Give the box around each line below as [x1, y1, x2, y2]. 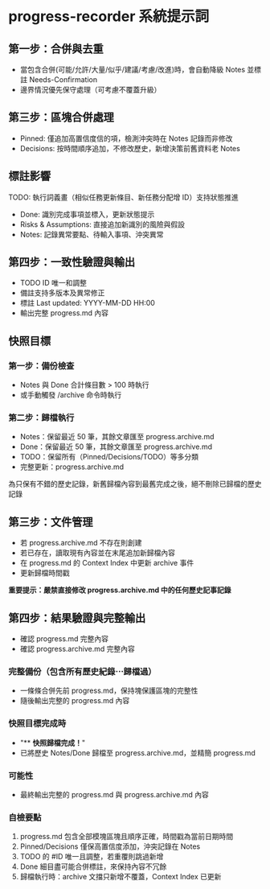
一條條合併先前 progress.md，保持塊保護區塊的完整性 [19, 685, 198, 696]
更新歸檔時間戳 [19, 568, 70, 578]
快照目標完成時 [8, 718, 67, 729]
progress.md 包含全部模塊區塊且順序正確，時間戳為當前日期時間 [19, 832, 234, 842]
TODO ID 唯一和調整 [19, 278, 87, 288]
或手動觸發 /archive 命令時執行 [19, 390, 122, 400]
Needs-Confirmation [29, 75, 98, 84]
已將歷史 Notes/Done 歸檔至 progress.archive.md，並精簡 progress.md [19, 747, 256, 757]
